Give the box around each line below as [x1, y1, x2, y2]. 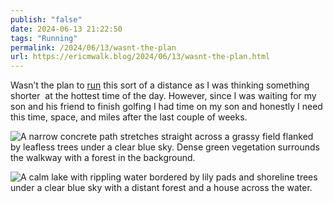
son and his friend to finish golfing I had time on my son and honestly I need [10, 101, 323, 113]
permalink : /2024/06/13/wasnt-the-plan [10, 42, 177, 53]
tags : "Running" [10, 33, 78, 43]
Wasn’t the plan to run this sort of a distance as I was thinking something [10, 79, 310, 91]
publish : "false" [10, 14, 83, 25]
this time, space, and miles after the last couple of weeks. [10, 111, 248, 123]
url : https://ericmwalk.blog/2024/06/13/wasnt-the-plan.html [10, 52, 271, 62]
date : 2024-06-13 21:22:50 [10, 24, 123, 34]
